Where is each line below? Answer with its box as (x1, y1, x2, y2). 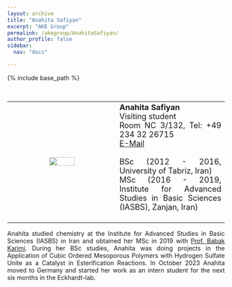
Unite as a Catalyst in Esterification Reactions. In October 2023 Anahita (7, 259, 225, 267)
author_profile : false (7, 36, 72, 43)
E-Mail (119, 138, 145, 149)
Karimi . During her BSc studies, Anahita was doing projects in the (7, 243, 225, 252)
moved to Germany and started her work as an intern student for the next (7, 266, 225, 274)
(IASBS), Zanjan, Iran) (119, 202, 199, 212)
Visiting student (119, 111, 177, 121)
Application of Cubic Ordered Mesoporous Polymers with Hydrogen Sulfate (7, 251, 225, 259)
